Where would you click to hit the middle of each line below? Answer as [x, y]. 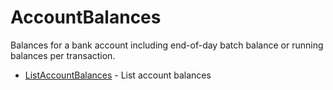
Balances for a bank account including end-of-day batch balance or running [167, 45]
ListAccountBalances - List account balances [118, 75]
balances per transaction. [63, 55]
